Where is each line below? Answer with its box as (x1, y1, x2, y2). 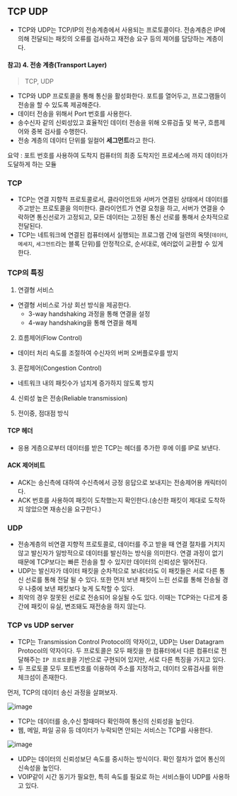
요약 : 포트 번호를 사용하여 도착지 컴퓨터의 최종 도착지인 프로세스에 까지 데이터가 (7, 151, 229, 160)
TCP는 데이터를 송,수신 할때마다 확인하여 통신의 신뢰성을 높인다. (17, 716, 195, 725)
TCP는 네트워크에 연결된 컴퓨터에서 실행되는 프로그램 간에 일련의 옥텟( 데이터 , (17, 231, 229, 239)
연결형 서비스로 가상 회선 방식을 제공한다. (17, 300, 132, 309)
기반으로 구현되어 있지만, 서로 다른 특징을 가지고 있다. (79, 655, 226, 663)
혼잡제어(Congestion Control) (17, 364, 103, 372)
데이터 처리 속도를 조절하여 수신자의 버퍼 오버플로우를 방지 (17, 348, 179, 357)
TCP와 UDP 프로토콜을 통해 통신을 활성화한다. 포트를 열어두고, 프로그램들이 (17, 92, 226, 100)
